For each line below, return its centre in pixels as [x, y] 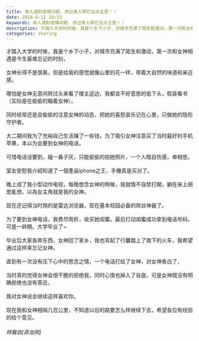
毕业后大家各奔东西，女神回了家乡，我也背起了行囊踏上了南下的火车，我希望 [99, 240]
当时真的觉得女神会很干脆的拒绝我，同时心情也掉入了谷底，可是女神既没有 [97, 275]
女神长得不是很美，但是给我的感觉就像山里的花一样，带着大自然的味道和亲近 [99, 72]
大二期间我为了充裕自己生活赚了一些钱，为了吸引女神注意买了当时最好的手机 [99, 136]
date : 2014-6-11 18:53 [34, 17]
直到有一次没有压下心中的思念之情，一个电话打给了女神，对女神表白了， [94, 262]
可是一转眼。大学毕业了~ [36, 227]
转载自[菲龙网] [24, 332]
